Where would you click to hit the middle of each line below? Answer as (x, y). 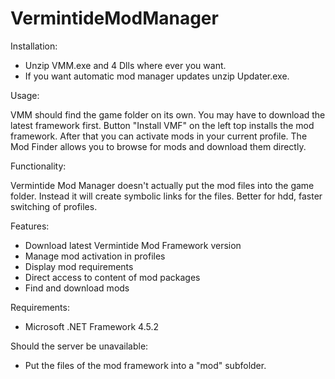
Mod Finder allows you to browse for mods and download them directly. (158, 146)
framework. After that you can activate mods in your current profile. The (159, 136)
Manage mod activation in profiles (95, 256)
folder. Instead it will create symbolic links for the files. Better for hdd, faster (166, 196)
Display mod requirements (79, 266)
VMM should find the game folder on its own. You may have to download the (168, 114)
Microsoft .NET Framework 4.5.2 (92, 326)
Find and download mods (77, 288)
